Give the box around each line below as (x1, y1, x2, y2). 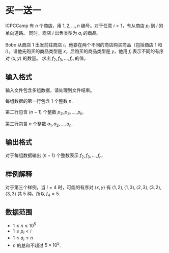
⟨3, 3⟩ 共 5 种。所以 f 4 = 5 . (5, 190, 60, 198)
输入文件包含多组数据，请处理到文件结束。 (5, 87, 95, 93)
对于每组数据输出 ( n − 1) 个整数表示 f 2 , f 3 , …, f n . (5, 152, 103, 160)
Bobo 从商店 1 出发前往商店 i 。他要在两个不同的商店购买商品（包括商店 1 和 (5, 41, 162, 48)
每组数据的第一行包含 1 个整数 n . (5, 98, 73, 104)
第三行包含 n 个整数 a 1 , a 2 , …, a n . (5, 121, 73, 128)
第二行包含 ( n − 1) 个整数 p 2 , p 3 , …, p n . (5, 108, 84, 116)
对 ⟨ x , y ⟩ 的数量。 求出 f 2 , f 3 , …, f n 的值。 (5, 55, 89, 63)
